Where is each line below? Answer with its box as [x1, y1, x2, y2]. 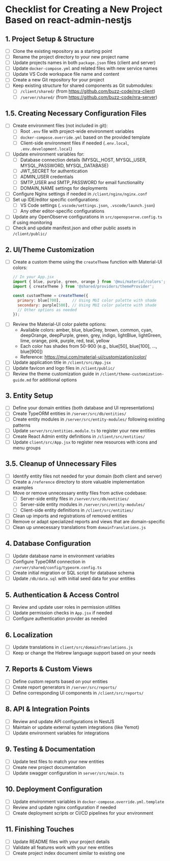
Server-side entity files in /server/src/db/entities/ [20, 495, 129, 501]
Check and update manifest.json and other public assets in [12, 225, 136, 231]
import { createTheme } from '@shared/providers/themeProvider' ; [12, 284, 154, 289]
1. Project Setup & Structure [5, 35, 95, 43]
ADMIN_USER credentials [20, 173, 74, 180]
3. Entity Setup [5, 391, 53, 400]
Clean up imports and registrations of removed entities [12, 513, 127, 519]
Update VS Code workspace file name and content [12, 71, 120, 77]
